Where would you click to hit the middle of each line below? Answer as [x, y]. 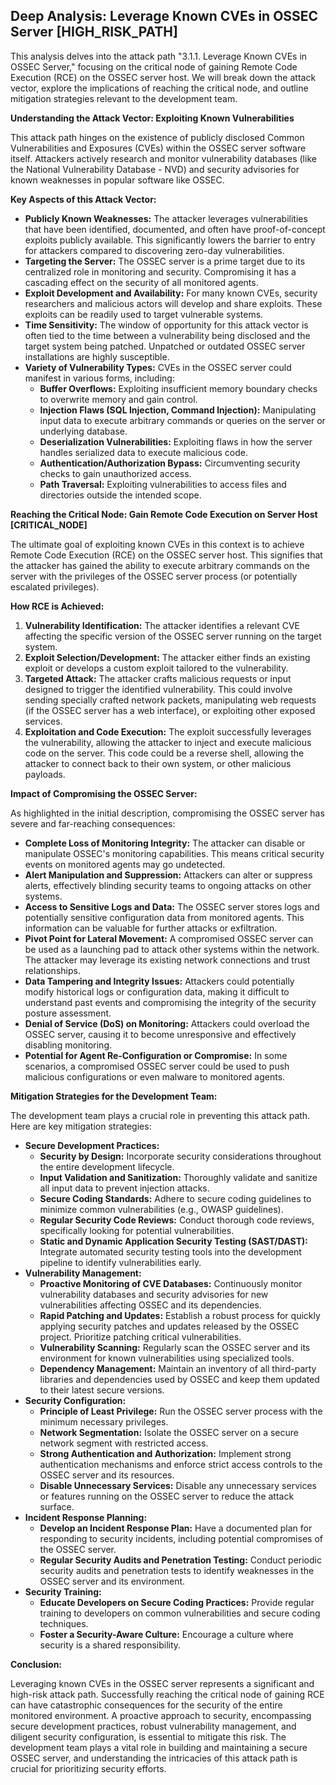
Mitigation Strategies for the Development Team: [114, 1096]
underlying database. [83, 431]
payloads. [45, 774]
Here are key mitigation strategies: [81, 1126]
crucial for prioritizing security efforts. [88, 1768]
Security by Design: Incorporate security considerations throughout [180, 1156]
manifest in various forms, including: [99, 378]
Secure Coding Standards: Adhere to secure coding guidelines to [175, 1198]
